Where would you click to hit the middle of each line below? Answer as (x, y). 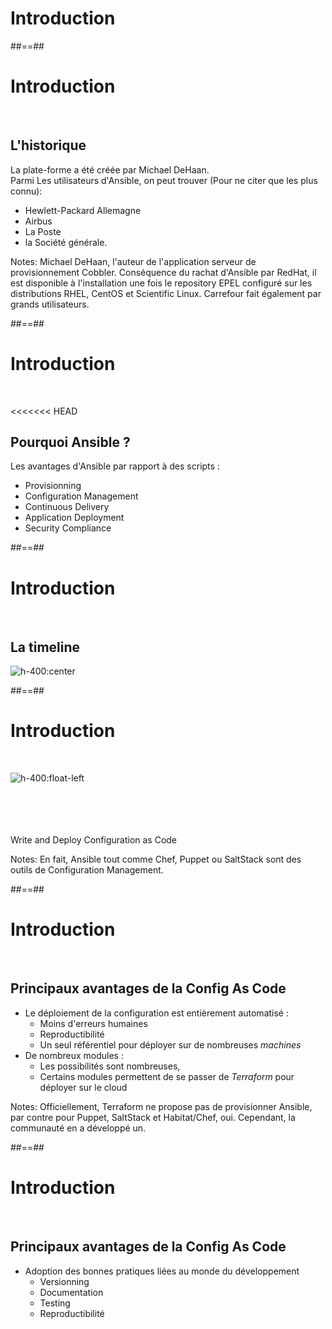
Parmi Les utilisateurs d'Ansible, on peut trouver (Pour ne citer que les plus (164, 180)
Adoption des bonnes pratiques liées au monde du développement (162, 1271)
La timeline (45, 647)
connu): (26, 191)
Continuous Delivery (67, 507)
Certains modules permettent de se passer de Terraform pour (167, 1076)
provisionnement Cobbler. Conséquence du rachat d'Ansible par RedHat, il (163, 272)
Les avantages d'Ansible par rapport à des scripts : (115, 466)
